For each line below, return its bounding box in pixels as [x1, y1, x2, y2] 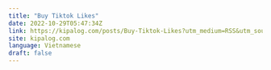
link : [8, 27, 27, 35]
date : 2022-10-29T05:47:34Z [8, 19, 103, 27]
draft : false [8, 49, 52, 57]
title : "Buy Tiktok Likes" [8, 11, 99, 20]
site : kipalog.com [8, 34, 70, 43]
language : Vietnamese [8, 42, 81, 50]
